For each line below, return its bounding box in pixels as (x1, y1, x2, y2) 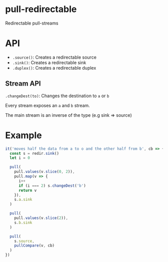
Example (5, 129, 42, 141)
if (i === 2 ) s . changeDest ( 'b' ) (18, 183, 86, 188)
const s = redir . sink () (9, 151, 59, 156)
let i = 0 (9, 155, 30, 161)
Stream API (5, 79, 41, 88)
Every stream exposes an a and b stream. (5, 102, 90, 108)
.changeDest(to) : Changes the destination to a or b (5, 93, 109, 99)
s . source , (14, 238, 35, 243)
